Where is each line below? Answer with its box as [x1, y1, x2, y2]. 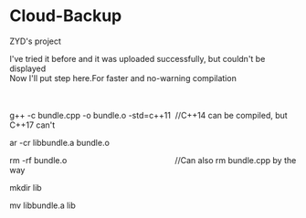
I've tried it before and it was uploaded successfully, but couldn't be [9, 53, 266, 64]
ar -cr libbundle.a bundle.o [9, 137, 110, 148]
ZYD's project [9, 36, 62, 47]
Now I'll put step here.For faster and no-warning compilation [9, 72, 237, 83]
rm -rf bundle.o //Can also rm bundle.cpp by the [9, 154, 297, 165]
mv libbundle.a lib [9, 200, 76, 211]
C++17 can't [9, 119, 56, 130]
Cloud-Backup [9, 5, 122, 26]
